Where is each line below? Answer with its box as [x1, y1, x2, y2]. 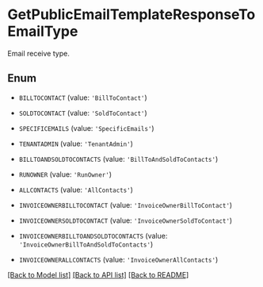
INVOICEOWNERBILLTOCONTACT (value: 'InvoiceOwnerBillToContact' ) [18, 200, 233, 209]
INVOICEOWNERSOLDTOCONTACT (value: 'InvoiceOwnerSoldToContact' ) [18, 216, 233, 225]
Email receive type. [7, 48, 71, 58]
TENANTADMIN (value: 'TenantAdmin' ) [18, 139, 134, 148]
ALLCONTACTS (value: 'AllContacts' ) [18, 185, 134, 194]
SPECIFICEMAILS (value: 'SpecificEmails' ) [18, 123, 155, 132]
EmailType [7, 22, 78, 40]
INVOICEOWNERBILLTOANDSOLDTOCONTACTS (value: [18, 231, 168, 240]
